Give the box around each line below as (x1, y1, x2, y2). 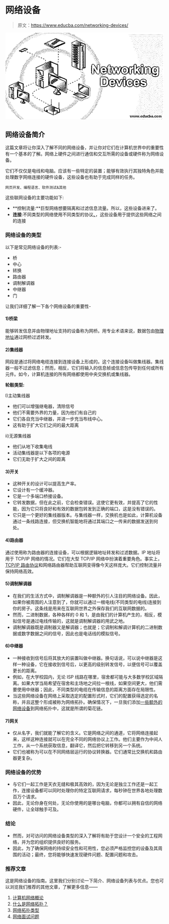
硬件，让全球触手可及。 (12, 806, 61, 812)
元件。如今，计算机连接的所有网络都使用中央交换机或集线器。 (5, 371, 133, 377)
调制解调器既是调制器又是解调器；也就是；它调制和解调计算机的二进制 (12, 624, 158, 630)
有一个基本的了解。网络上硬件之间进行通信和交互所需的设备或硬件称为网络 (5, 151, 159, 157)
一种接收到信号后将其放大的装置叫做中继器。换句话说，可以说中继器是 (12, 655, 158, 661)
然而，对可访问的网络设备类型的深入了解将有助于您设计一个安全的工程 (12, 832, 158, 838)
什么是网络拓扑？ (12, 901, 48, 907)
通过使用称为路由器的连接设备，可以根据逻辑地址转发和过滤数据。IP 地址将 (5, 549, 160, 555)
